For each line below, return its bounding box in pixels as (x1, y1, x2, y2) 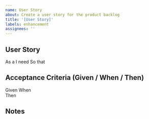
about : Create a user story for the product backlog (5, 12, 120, 17)
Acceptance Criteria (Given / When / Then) (5, 73, 144, 82)
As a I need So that (5, 58, 45, 65)
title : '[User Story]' (5, 17, 54, 22)
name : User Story (5, 7, 42, 13)
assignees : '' (5, 26, 36, 32)
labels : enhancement (5, 21, 49, 27)
